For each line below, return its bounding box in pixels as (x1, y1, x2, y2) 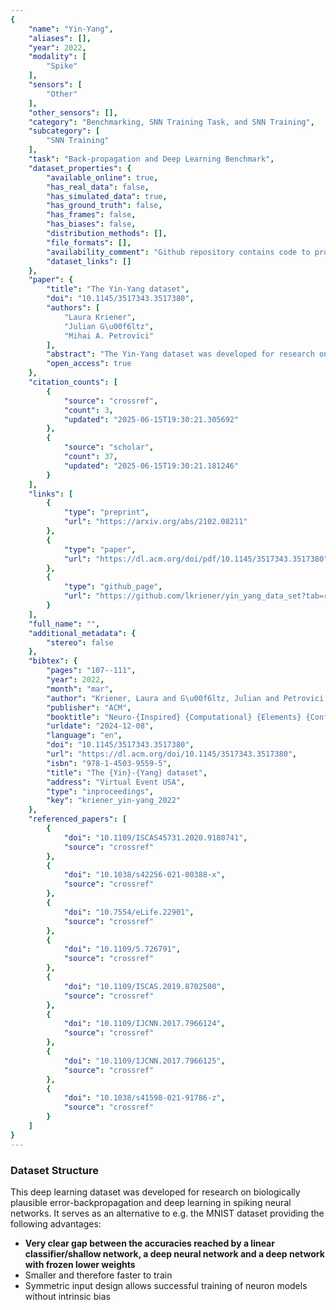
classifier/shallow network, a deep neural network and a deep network (24, 1247, 325, 1260)
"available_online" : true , (46, 172, 159, 183)
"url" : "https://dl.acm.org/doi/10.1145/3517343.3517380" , (46, 749, 298, 759)
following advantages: (10, 1217, 102, 1230)
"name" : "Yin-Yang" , (28, 24, 114, 34)
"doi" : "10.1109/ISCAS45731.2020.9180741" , (63, 832, 248, 843)
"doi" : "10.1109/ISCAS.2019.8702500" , (63, 981, 226, 991)
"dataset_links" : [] (46, 256, 132, 266)
